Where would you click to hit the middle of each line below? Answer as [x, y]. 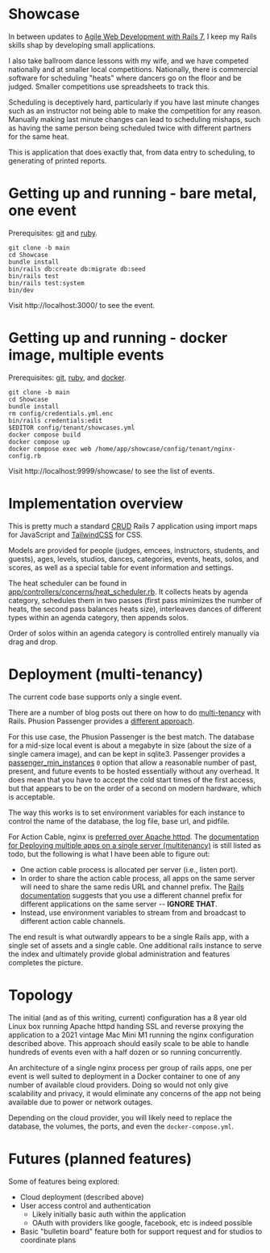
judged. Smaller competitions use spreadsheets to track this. [109, 86]
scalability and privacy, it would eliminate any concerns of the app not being [135, 1093]
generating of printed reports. [58, 160]
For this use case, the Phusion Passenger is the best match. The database [131, 736]
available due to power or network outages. [81, 1102]
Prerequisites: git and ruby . [53, 233]
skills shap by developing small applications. [82, 44]
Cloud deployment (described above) [82, 1196]
